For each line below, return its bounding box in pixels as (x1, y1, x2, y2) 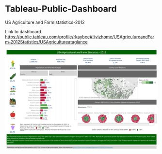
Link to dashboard (5, 28, 41, 34)
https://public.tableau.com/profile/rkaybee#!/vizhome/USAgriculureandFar (5, 34, 154, 40)
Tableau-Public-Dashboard (5, 3, 117, 14)
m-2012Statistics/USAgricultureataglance (5, 39, 88, 44)
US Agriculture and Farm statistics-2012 (5, 19, 85, 25)
